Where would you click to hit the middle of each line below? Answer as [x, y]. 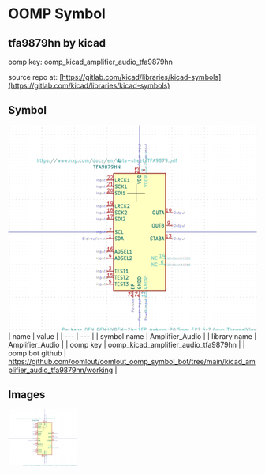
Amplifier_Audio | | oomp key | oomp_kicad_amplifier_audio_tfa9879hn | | [127, 344]
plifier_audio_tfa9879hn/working [61, 370]
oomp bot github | [37, 353]
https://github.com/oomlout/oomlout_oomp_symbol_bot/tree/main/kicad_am [132, 361]
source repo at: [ [35, 77]
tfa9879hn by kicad [57, 43]
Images [27, 395]
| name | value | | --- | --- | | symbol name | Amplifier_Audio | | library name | [132, 336]
